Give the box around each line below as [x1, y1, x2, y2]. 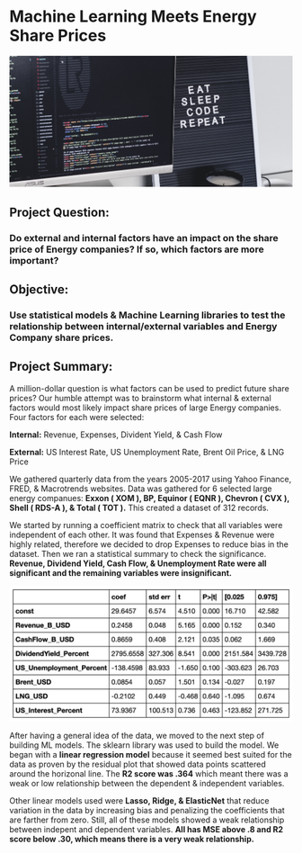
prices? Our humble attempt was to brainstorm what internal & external [9, 392, 271, 403]
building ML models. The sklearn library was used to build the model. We [9, 740, 280, 750]
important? [9, 254, 59, 266]
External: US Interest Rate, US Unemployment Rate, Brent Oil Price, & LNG [9, 446, 285, 457]
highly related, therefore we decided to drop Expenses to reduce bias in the [9, 538, 289, 550]
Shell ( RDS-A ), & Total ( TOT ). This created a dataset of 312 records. [9, 502, 270, 513]
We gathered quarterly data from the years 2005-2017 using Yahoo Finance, [9, 473, 292, 484]
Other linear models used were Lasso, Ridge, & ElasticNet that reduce [9, 795, 270, 806]
